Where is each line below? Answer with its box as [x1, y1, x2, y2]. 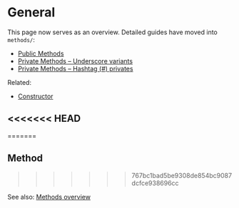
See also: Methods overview [7, 192, 91, 201]
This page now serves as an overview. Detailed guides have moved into [7, 28, 218, 36]
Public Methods [17, 49, 64, 58]
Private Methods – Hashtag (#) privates [17, 64, 133, 73]
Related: [7, 78, 32, 86]
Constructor [17, 92, 54, 100]
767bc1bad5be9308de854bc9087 [131, 171, 233, 180]
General [7, 4, 56, 21]
